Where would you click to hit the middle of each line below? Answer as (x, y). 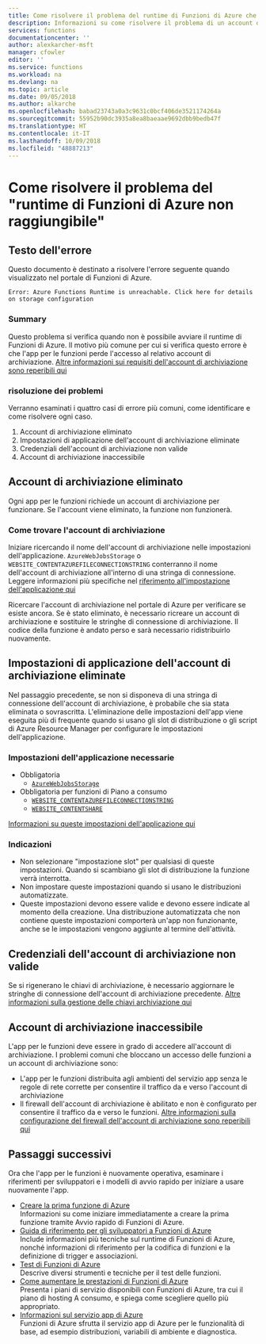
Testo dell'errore (50, 250)
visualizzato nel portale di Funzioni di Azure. (80, 278)
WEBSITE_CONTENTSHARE (67, 810)
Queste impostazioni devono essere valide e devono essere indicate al (135, 904)
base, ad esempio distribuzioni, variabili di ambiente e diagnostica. (128, 1331)
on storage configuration (51, 299)
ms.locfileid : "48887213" (51, 148)
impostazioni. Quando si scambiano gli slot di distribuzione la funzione (135, 870)
